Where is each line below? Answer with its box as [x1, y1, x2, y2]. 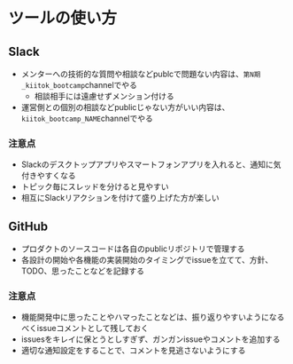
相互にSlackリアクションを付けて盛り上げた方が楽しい [20, 193, 220, 203]
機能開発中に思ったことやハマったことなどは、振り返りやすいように [20, 312, 270, 322]
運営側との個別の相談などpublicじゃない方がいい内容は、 [20, 102, 230, 112]
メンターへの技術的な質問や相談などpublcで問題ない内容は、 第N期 [20, 68, 261, 79]
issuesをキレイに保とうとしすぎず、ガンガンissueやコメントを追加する [20, 334, 281, 344]
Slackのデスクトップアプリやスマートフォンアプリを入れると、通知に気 [20, 159, 281, 170]
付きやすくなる [20, 170, 76, 181]
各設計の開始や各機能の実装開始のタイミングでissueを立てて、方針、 [20, 255, 274, 265]
